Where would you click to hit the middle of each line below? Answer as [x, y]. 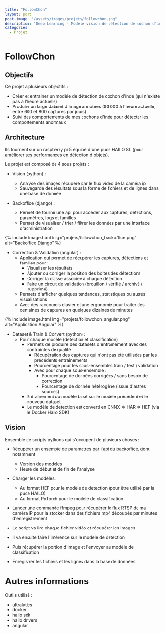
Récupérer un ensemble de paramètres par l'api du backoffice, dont [81, 449]
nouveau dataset [44, 402]
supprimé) [37, 289]
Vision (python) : [29, 173]
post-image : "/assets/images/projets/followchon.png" [61, 19]
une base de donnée [40, 193]
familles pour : [34, 263]
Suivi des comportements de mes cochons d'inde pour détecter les [80, 117]
